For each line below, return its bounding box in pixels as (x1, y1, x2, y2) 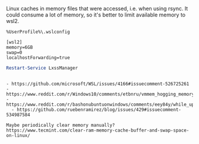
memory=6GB (6, 44, 33, 50)
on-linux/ (6, 132, 31, 138)
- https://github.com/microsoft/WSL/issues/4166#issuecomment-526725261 (6, 81, 190, 87)
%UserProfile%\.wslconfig (6, 29, 70, 35)
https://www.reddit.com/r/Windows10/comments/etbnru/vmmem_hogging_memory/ (6, 91, 197, 97)
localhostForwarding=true (6, 55, 70, 61)
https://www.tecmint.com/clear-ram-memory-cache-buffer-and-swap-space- (6, 127, 190, 133)
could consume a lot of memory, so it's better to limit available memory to (6, 11, 185, 18)
